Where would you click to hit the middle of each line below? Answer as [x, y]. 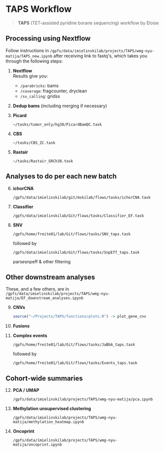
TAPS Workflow [39, 9]
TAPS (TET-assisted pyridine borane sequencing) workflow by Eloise [88, 23]
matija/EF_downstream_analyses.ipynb [45, 298]
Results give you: [30, 76]
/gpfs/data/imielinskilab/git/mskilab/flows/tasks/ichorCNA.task [82, 197]
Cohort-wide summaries [44, 378]
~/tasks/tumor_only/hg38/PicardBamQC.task [57, 124]
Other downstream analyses [51, 277]
